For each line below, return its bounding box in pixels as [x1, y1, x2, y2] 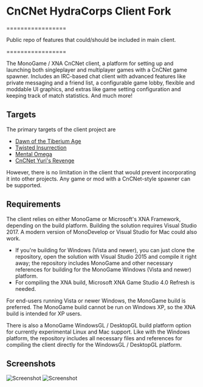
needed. [15, 285, 36, 292]
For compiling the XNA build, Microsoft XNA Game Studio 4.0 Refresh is [15, 278, 195, 286]
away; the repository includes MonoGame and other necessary [15, 259, 173, 267]
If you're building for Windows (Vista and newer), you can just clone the [15, 246, 195, 253]
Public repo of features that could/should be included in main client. [6, 36, 176, 43]
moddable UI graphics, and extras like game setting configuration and [6, 85, 181, 92]
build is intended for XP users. [6, 310, 82, 317]
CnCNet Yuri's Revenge [15, 157, 75, 164]
